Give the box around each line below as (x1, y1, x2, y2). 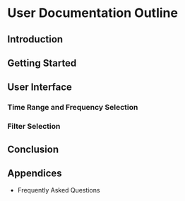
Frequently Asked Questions (17, 186, 100, 195)
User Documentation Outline (7, 5, 179, 21)
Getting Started (7, 57, 77, 69)
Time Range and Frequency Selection (7, 103, 138, 113)
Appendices (7, 167, 62, 179)
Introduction (7, 33, 64, 45)
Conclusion (7, 143, 59, 155)
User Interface (7, 81, 73, 93)
